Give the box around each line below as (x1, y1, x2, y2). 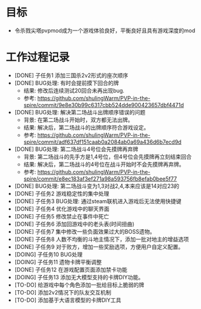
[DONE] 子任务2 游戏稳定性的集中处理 (14, 190, 110, 197)
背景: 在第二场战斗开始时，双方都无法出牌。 (23, 116, 134, 123)
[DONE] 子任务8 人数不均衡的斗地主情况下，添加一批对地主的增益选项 (14, 235, 189, 243)
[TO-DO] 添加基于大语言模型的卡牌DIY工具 (14, 296, 121, 304)
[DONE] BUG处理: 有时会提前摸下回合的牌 (14, 79, 119, 86)
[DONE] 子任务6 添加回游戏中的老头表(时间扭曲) (14, 220, 135, 227)
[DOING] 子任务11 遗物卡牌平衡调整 (14, 258, 102, 265)
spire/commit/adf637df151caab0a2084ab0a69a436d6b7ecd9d (23, 138, 182, 145)
